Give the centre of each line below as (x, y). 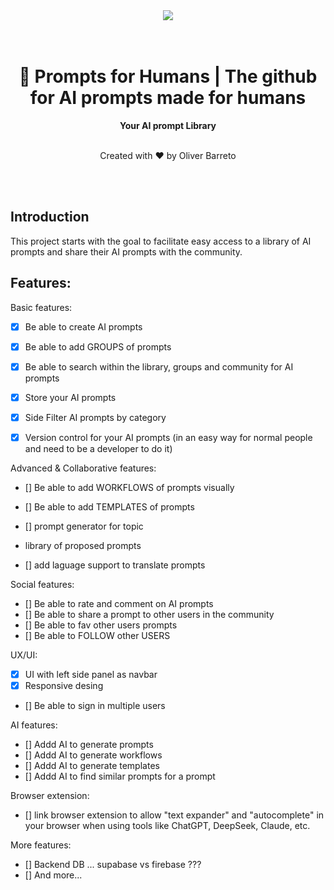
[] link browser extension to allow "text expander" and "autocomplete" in (174, 815)
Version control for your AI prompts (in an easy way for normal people (168, 437)
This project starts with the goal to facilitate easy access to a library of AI (161, 241)
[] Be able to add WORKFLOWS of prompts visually (129, 487)
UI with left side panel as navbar (91, 674)
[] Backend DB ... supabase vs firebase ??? (113, 865)
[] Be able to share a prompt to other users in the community (149, 614)
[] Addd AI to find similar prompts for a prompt (120, 776)
